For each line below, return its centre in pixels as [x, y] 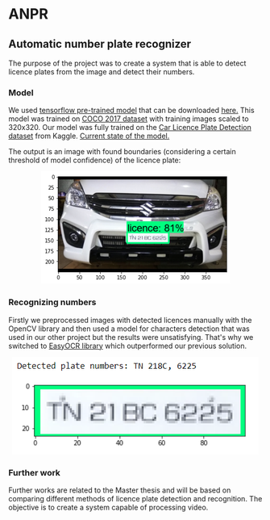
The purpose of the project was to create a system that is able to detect [127, 63]
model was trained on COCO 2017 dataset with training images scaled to [129, 119]
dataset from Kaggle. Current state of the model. [89, 136]
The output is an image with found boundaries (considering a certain [122, 152]
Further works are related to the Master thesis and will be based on [120, 490]
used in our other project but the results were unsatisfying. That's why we [131, 337]
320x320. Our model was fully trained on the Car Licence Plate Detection [130, 128]
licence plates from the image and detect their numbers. [102, 72]
